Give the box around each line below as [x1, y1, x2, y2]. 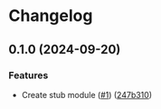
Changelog [8, 5, 93, 26]
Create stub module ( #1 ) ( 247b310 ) [21, 89, 153, 100]
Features [8, 69, 49, 82]
